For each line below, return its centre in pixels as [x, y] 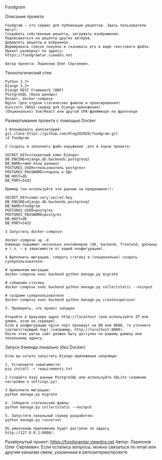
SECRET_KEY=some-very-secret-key [39, 198]
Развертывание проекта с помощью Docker [50, 120]
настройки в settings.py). [32, 382]
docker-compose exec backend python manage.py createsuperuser [70, 300]
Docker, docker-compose [29, 99]
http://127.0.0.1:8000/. [30, 433]
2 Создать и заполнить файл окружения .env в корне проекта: [68, 147]
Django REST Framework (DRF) [34, 90]
